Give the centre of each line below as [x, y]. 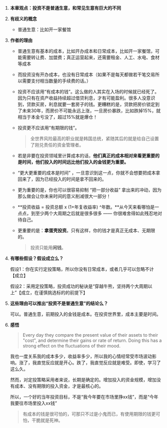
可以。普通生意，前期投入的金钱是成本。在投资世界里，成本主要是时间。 [85, 314]
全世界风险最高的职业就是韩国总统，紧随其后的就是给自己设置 [95, 138]
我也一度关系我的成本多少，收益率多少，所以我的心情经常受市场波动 [81, 356]
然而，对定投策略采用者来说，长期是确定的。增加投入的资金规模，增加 [83, 380]
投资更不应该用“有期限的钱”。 [48, 128]
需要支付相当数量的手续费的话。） [56, 81]
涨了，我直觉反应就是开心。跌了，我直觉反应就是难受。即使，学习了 [90, 363]
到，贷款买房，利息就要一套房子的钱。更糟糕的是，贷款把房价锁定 [86, 104]
